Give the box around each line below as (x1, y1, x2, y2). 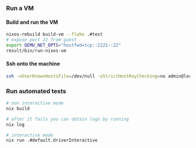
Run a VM (6, 4, 34, 12)
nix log (6, 121, 25, 128)
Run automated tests (6, 87, 66, 95)
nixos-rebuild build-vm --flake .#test (6, 31, 103, 37)
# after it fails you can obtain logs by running (6, 116, 129, 122)
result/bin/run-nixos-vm (6, 48, 66, 54)
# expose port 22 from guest (6, 37, 77, 43)
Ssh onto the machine (6, 60, 60, 68)
